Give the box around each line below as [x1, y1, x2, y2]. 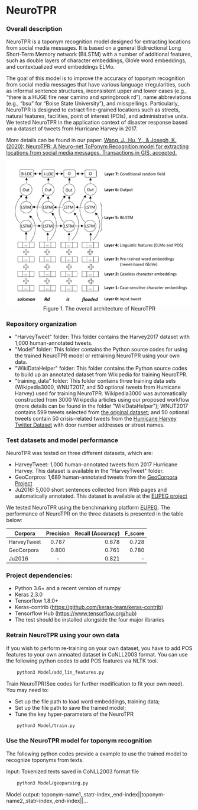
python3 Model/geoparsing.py [17, 780, 89, 786]
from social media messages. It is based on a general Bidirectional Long [6, 44, 181, 52]
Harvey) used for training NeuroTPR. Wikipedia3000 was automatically [14, 389, 187, 397]
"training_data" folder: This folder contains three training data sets [14, 377, 176, 384]
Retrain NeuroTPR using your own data [6, 631, 119, 639]
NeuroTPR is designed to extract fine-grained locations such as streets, [6, 106, 180, 113]
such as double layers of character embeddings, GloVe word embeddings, [6, 57, 187, 64]
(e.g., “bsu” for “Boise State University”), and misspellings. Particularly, [6, 100, 179, 107]
